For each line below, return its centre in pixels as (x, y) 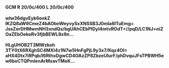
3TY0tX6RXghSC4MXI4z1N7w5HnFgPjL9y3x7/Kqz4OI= (66, 50)
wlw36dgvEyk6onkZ (28, 18)
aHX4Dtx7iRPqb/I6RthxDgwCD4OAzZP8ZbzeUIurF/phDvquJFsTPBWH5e (85, 56)
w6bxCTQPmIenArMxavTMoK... (40, 61)
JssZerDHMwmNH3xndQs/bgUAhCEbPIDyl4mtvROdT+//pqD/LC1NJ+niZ (84, 29)
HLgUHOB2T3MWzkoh (30, 45)
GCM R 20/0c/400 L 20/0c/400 (39, 7)
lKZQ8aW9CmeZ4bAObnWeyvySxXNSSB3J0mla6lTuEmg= (69, 24)
